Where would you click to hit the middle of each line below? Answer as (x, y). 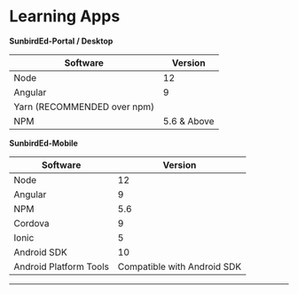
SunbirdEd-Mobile (43, 143)
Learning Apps (65, 16)
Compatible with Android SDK (180, 266)
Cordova (32, 223)
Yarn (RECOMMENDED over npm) (84, 107)
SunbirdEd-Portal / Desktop (61, 41)
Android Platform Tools (61, 266)
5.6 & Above (188, 121)
